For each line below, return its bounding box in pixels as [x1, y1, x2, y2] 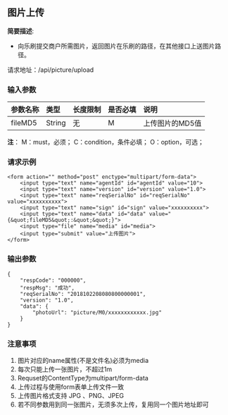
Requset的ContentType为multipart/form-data [17, 374, 149, 382]
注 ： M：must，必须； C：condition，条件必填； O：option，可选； [7, 138, 204, 147]
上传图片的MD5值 [143, 118, 202, 128]
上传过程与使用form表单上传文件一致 [17, 383, 125, 391]
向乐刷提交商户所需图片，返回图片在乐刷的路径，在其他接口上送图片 [17, 42, 215, 50]
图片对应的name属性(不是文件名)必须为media [17, 357, 149, 364]
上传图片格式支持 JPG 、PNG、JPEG [17, 392, 125, 399]
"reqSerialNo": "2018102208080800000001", [20, 290, 146, 297]
